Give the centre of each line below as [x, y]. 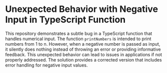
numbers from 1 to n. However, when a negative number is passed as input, [83, 44]
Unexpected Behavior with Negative [82, 9]
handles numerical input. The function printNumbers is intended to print [78, 39]
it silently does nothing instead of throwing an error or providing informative [83, 49]
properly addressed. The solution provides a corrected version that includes [83, 60]
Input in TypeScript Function [65, 20]
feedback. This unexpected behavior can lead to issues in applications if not [84, 54]
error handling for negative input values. [46, 65]
